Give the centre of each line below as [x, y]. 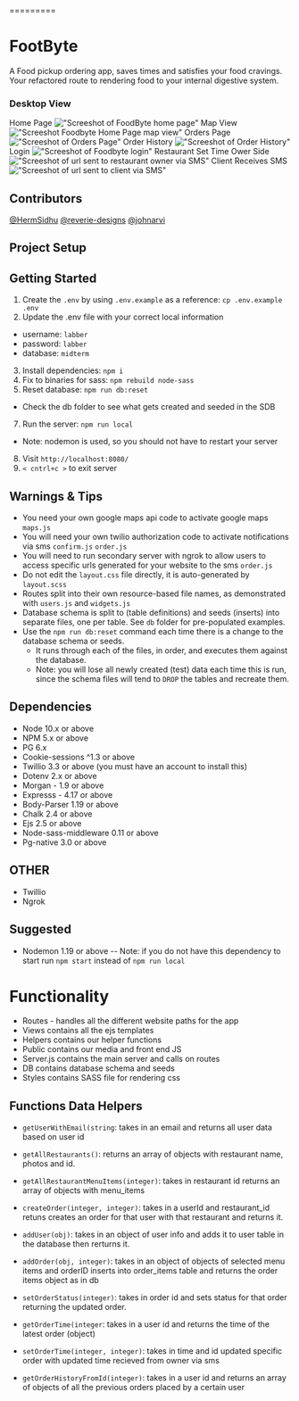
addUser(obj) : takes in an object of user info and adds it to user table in [153, 1235]
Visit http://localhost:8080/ [75, 459]
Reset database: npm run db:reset [85, 390]
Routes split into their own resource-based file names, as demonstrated [154, 593]
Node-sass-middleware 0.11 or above [90, 833]
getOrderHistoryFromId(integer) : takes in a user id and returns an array [154, 1378]
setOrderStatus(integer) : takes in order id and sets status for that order [154, 1297]
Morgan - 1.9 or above [63, 785]
